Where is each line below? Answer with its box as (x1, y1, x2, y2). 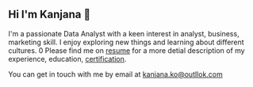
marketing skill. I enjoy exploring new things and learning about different (8, 37, 244, 47)
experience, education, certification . (8, 54, 127, 63)
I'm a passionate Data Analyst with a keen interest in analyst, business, (8, 28, 240, 38)
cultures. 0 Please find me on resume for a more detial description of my (8, 45, 245, 55)
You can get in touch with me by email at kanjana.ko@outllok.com (8, 69, 224, 79)
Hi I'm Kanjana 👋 (8, 8, 91, 21)
